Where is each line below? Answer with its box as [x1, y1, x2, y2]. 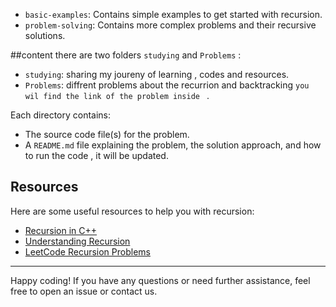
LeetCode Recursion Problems [24, 245, 151, 258]
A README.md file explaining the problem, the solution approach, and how [24, 139, 322, 151]
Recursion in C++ [24, 224, 98, 236]
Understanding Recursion [24, 235, 131, 247]
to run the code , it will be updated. [24, 150, 169, 161]
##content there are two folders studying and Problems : [10, 49, 242, 61]
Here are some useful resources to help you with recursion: [10, 205, 255, 217]
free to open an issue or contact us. [10, 285, 158, 297]
